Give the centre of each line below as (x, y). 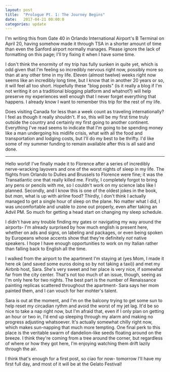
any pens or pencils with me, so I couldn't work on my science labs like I (80, 185)
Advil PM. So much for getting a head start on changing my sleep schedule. (84, 212)
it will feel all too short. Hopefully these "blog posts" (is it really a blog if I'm (83, 86)
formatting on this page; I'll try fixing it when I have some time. (70, 55)
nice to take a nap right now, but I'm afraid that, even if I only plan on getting (85, 311)
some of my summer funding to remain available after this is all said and (80, 144)
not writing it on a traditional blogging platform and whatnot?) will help (78, 91)
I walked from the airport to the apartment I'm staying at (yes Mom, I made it (85, 259)
